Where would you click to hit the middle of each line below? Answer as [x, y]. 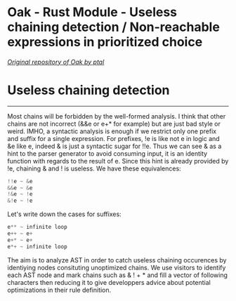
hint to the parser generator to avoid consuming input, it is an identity [107, 153]
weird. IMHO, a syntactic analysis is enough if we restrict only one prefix [112, 131]
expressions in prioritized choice [105, 42]
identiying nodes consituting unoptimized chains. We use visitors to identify [117, 267]
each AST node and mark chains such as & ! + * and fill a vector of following [118, 275]
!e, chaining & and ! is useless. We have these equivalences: [94, 168]
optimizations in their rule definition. [59, 290]
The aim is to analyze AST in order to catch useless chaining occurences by [117, 260]
